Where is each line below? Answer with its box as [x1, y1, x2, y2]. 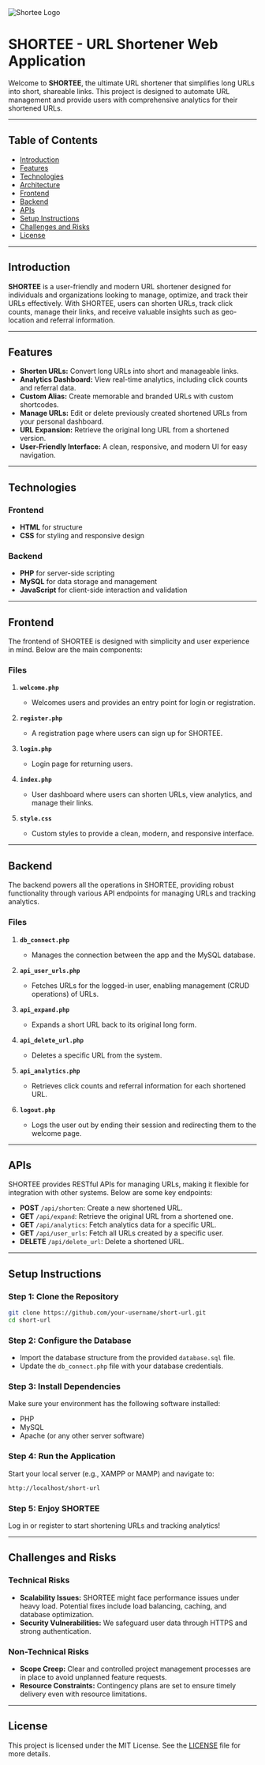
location [8, 315, 35, 325]
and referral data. [19, 383, 77, 393]
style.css [19, 815, 53, 823]
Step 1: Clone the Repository [8, 1291, 119, 1302]
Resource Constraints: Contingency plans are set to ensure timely [19, 1680, 237, 1690]
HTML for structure [19, 522, 83, 532]
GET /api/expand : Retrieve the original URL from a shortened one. [19, 1212, 234, 1221]
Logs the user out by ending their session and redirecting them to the [31, 1120, 257, 1130]
